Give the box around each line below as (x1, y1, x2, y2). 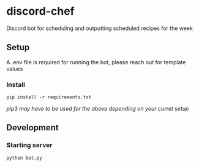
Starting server (6, 141, 53, 149)
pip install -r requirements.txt (6, 94, 92, 100)
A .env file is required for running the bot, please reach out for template (6, 58, 186, 65)
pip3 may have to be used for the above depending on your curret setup (6, 105, 189, 113)
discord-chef (6, 4, 75, 18)
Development (6, 122, 59, 133)
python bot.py (6, 155, 43, 161)
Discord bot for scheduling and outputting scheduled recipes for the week (6, 24, 193, 32)
